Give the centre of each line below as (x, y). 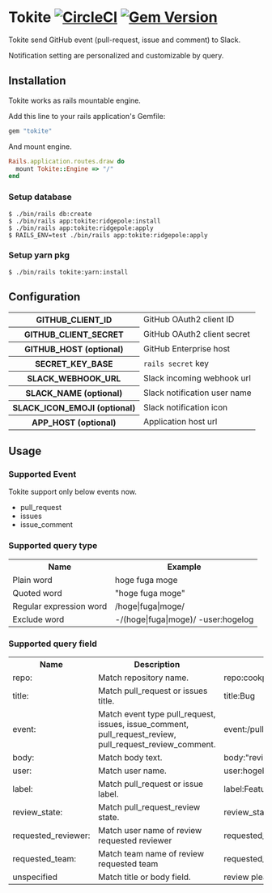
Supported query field (53, 644)
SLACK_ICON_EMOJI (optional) (74, 407)
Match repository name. (143, 678)
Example (184, 567)
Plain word (32, 580)
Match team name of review (151, 853)
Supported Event (42, 474)
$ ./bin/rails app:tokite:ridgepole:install (85, 221)
